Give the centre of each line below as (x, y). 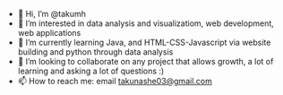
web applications (49, 33)
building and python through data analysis (95, 52)
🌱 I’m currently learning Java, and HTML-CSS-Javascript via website (144, 42)
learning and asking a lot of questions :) (91, 71)
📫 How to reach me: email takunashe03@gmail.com (115, 81)
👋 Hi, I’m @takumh (52, 14)
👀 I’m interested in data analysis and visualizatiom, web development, (146, 23)
